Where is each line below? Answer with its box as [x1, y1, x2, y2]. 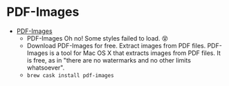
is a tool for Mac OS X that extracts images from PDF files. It [49, 49, 221, 57]
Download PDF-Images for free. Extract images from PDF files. [26, 41, 206, 50]
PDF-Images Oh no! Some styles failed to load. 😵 [26, 34, 169, 42]
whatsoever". [26, 63, 65, 72]
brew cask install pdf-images [26, 72, 115, 79]
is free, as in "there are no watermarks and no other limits [26, 56, 192, 64]
